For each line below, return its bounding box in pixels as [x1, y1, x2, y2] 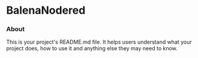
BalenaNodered [6, 4, 86, 17]
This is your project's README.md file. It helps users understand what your [6, 38, 192, 45]
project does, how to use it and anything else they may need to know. [6, 45, 178, 52]
